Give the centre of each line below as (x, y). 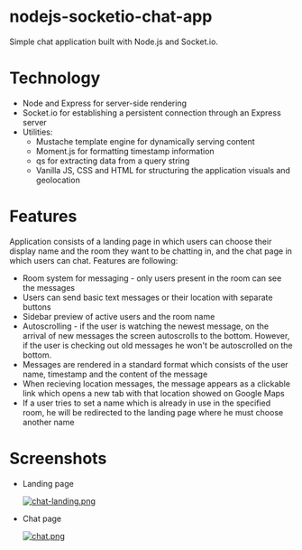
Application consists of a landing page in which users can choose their (141, 241)
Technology (55, 78)
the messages (48, 287)
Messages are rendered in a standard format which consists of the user (155, 364)
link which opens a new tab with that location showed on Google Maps (154, 393)
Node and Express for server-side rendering (105, 103)
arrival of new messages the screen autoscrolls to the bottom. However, (156, 335)
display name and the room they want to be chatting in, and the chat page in (151, 251)
